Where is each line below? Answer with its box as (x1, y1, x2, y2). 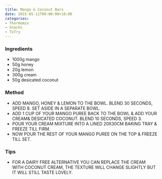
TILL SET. (12, 136, 31, 142)
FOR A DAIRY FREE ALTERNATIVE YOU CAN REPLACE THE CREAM (12, 159, 146, 165)
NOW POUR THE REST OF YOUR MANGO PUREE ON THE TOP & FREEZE (12, 131, 158, 137)
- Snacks (5, 25, 23, 30)
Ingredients (5, 45, 33, 52)
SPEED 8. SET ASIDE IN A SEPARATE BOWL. (12, 105, 101, 111)
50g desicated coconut (12, 77, 59, 83)
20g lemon (12, 67, 34, 73)
